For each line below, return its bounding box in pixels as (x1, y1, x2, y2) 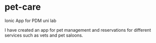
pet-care (4, 1, 41, 13)
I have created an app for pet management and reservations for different (4, 27, 151, 33)
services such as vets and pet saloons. (4, 32, 83, 38)
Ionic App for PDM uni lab (4, 18, 57, 23)
